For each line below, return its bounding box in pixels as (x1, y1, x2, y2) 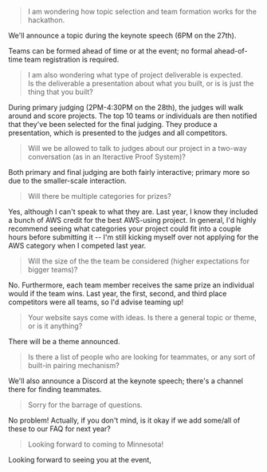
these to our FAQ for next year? (8, 424, 112, 434)
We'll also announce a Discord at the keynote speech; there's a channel (8, 376, 243, 386)
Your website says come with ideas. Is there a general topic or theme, (27, 313, 257, 322)
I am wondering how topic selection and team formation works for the (27, 7, 257, 16)
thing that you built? (27, 87, 93, 97)
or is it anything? (27, 321, 83, 331)
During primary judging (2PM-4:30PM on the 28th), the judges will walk (8, 103, 244, 112)
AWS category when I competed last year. (8, 241, 147, 250)
